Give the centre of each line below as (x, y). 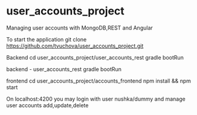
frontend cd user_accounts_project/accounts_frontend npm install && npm (99, 81)
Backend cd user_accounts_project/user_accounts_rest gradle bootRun (95, 57)
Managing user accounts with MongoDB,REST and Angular (79, 28)
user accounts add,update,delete (47, 105)
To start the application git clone (47, 39)
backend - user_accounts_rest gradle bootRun (64, 69)
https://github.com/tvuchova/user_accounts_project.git (75, 46)
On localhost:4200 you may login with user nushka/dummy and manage (96, 99)
